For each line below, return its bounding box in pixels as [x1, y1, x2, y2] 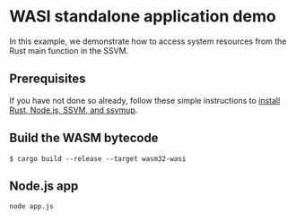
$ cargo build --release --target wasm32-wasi [9, 154, 187, 163]
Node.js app [9, 178, 79, 193]
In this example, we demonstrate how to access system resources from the [9, 36, 287, 47]
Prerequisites [9, 72, 86, 87]
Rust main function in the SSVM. [9, 45, 129, 55]
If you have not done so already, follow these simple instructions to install [9, 95, 281, 106]
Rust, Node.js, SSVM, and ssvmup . [9, 105, 138, 115]
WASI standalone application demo [9, 6, 276, 27]
